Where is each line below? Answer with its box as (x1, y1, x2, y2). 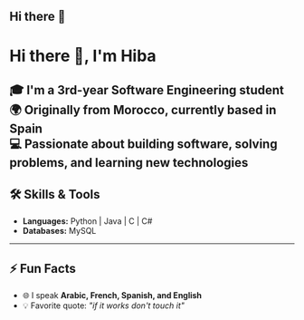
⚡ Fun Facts (9, 261, 77, 276)
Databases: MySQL (22, 225, 97, 236)
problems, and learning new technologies (9, 155, 249, 170)
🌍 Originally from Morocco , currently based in (9, 102, 277, 118)
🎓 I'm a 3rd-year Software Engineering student (9, 82, 285, 98)
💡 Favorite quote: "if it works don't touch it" (22, 300, 185, 311)
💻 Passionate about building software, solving (9, 136, 278, 151)
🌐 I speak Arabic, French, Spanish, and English (22, 289, 202, 300)
